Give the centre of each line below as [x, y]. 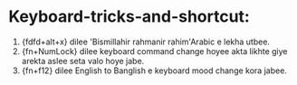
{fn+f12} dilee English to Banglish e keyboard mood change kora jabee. [154, 71]
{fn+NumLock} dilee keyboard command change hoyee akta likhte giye [154, 51]
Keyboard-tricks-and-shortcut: [129, 17]
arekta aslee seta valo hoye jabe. [83, 61]
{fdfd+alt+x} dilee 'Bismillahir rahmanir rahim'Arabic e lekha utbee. [146, 42]
